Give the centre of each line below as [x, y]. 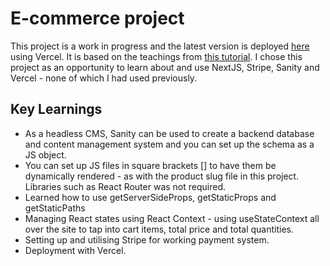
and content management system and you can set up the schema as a [169, 144]
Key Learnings [56, 109]
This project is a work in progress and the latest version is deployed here [160, 46]
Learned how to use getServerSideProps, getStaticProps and [150, 197]
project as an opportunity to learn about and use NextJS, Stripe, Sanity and [165, 67]
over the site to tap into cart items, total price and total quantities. [159, 229]
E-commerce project [97, 18]
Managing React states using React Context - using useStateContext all [172, 218]
